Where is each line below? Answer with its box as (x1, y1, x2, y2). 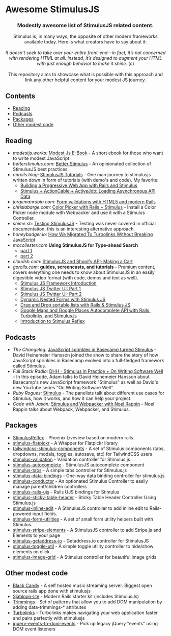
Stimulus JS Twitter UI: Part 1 (20, 286, 81, 292)
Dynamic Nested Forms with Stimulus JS (20, 296, 106, 302)
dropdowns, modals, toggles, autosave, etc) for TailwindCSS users (12, 451, 153, 457)
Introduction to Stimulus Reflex (20, 318, 85, 324)
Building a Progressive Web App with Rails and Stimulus (20, 182, 137, 189)
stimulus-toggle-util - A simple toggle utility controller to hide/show (12, 543, 154, 549)
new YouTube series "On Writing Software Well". (12, 384, 115, 390)
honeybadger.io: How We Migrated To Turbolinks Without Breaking (12, 231, 153, 238)
